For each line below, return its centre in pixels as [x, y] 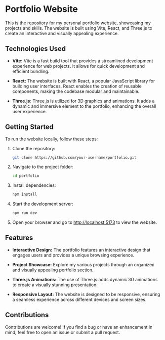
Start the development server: [43, 204]
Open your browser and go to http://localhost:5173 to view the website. [84, 222]
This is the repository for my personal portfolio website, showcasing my [78, 23]
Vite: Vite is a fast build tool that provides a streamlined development [82, 61]
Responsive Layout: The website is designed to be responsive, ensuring [86, 294]
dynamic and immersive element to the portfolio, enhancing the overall [84, 106]
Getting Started [29, 127]
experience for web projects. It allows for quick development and [78, 66]
